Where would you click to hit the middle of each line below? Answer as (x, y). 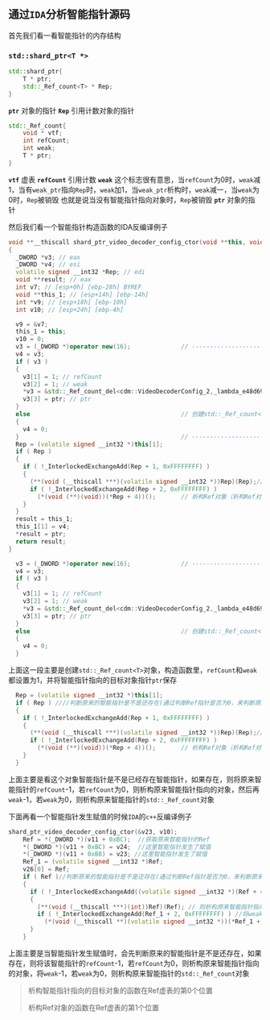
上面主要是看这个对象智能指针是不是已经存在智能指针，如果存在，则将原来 (131, 779)
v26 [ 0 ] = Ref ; (46, 869)
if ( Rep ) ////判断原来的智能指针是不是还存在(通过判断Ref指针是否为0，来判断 (135, 703)
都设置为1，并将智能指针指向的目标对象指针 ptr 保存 (93, 681)
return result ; (41, 541)
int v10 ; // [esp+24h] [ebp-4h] (70, 310)
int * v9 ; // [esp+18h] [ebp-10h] (72, 302)
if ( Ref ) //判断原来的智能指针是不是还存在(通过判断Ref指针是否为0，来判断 (137, 877)
